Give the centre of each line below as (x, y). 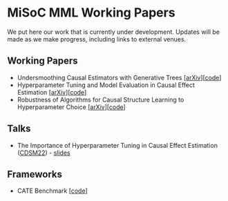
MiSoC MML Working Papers (91, 13)
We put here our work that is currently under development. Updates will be (113, 32)
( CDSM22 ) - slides (44, 153)
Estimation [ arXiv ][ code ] (52, 92)
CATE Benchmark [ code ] (52, 191)
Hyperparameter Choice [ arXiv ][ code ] (71, 107)
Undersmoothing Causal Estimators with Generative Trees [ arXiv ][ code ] (119, 77)
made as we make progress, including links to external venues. (97, 39)
